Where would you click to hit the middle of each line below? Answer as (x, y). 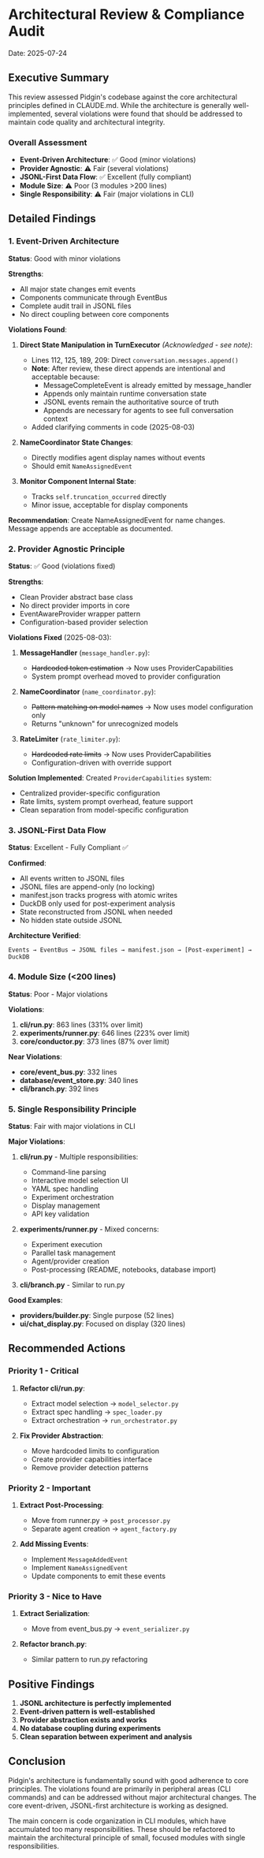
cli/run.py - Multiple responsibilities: (79, 1156)
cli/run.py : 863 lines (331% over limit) (81, 1024)
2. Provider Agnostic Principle (67, 549)
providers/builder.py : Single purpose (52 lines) (97, 1315)
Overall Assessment (48, 142)
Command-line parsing (69, 1171)
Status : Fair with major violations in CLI (72, 1126)
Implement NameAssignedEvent (80, 1567)
